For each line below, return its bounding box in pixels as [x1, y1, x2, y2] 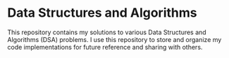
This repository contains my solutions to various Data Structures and [7, 28, 206, 36]
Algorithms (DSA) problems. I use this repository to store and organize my [7, 35, 222, 43]
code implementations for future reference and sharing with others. [7, 43, 203, 51]
